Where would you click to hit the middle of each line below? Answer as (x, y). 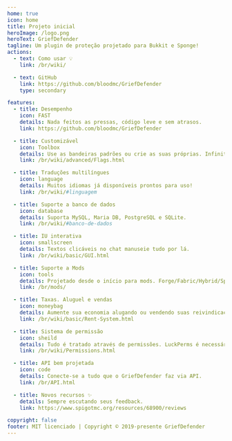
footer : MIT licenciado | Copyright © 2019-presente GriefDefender (106, 427)
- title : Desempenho (43, 109)
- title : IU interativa (47, 236)
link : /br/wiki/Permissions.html (68, 351)
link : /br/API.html (48, 382)
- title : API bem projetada (54, 364)
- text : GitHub (35, 77)
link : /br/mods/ (43, 288)
